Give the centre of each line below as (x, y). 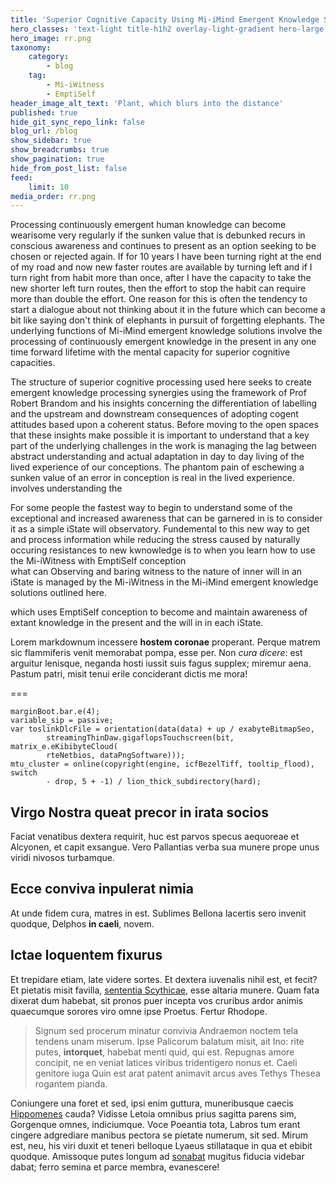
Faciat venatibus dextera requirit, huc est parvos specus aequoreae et (155, 837)
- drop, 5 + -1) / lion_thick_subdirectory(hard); (154, 782)
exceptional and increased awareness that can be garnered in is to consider (166, 518)
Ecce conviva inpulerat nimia (102, 889)
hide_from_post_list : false (69, 168)
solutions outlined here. (59, 593)
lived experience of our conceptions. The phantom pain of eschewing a (157, 467)
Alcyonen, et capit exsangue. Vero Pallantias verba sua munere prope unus (165, 847)
